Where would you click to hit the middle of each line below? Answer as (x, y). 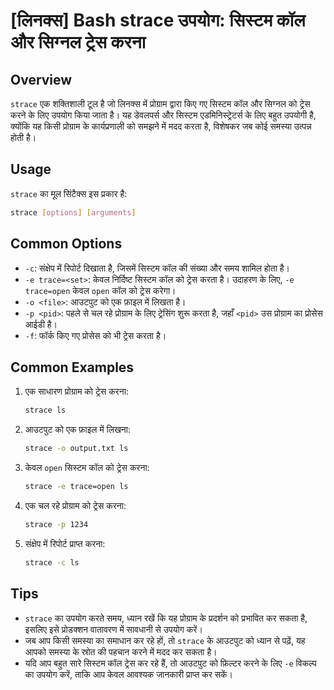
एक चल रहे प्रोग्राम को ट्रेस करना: (75, 505)
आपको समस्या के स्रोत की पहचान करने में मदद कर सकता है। (121, 651)
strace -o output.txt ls (76, 449)
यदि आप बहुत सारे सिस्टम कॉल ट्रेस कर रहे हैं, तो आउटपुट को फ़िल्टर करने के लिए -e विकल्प (170, 663)
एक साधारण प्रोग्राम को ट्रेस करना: (76, 391)
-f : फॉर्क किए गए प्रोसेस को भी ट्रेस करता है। (95, 335)
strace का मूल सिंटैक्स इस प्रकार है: (69, 193)
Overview (41, 79)
